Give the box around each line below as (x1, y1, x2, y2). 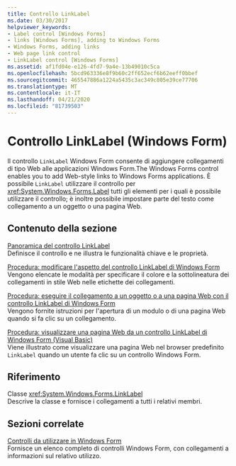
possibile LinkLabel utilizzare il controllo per (7, 179, 136, 188)
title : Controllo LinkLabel (7, 10, 91, 18)
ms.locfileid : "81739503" (7, 103, 84, 110)
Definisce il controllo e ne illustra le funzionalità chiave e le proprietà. (7, 249, 209, 257)
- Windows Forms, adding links (7, 43, 100, 50)
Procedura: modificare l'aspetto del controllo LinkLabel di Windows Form (7, 262, 220, 271)
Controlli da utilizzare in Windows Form (7, 437, 122, 445)
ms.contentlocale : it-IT (7, 89, 81, 96)
